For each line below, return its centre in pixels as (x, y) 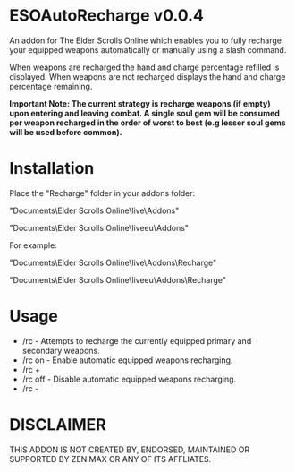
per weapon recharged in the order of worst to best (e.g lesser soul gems (147, 123)
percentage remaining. (51, 86)
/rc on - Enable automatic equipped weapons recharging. (127, 360)
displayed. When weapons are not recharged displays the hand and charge (147, 76)
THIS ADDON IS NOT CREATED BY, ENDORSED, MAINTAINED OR (130, 450)
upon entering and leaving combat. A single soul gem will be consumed (144, 113)
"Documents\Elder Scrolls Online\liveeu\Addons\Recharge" (118, 279)
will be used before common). (66, 132)
